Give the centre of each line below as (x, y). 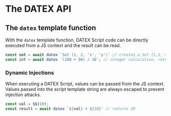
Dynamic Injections (30, 73)
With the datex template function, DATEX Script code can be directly (77, 40)
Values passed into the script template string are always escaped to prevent (85, 89)
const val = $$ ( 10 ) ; (27, 104)
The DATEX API (38, 9)
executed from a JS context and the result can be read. (63, 45)
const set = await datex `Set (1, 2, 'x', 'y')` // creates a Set (77, 55)
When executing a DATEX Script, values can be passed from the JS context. (85, 84)
